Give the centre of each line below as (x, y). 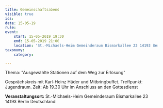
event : (12, 32)
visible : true (19, 14)
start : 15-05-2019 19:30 (39, 37)
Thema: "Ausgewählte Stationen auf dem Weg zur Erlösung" (65, 73)
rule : (10, 28)
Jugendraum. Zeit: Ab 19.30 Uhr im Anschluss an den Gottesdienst (72, 87)
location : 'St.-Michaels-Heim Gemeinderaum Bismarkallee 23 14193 (82, 46)
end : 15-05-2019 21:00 (37, 41)
